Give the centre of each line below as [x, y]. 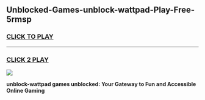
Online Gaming [26, 90]
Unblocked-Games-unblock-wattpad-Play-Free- [101, 10]
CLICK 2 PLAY [27, 59]
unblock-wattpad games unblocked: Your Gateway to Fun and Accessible [101, 84]
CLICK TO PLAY [30, 37]
